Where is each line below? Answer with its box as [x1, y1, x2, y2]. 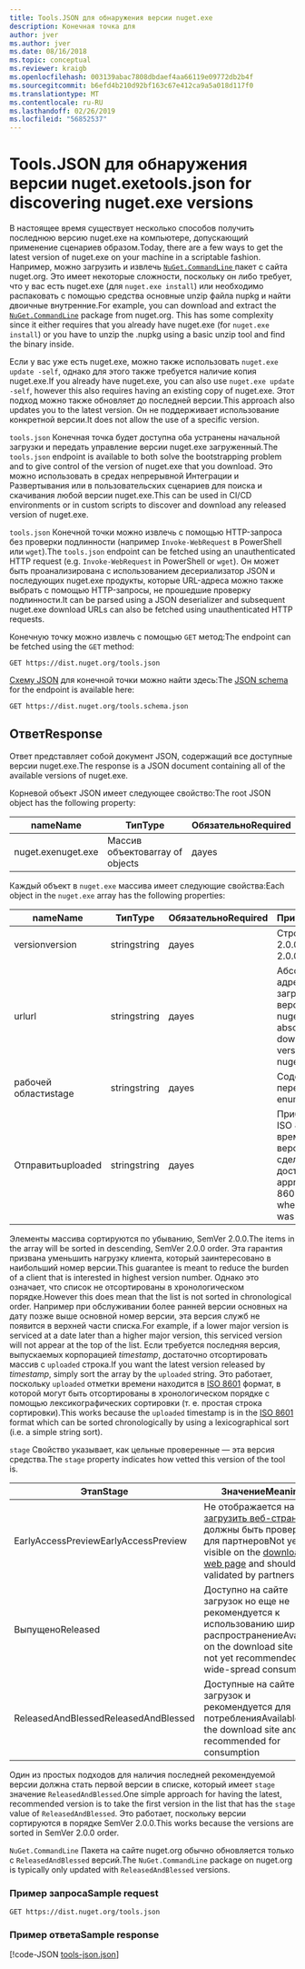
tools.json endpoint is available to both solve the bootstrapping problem [9, 451, 282, 462]
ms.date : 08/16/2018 [9, 47, 88, 56]
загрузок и [203, 1689, 251, 1702]
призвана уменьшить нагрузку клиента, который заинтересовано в [9, 1252, 271, 1263]
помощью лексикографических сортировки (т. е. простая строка [9, 1397, 262, 1408]
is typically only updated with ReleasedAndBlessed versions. [9, 1864, 231, 1874]
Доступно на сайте [203, 1583, 289, 1596]
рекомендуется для [203, 1700, 291, 1713]
